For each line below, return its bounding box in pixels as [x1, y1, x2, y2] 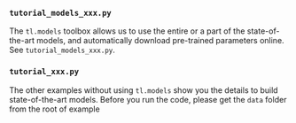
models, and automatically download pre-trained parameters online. [36, 35, 285, 46]
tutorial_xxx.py [9, 66, 80, 77]
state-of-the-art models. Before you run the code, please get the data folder [9, 94, 287, 104]
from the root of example [9, 104, 100, 114]
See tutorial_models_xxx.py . [9, 44, 115, 56]
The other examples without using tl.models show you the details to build [9, 84, 278, 96]
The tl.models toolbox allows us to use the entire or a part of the [9, 26, 245, 36]
